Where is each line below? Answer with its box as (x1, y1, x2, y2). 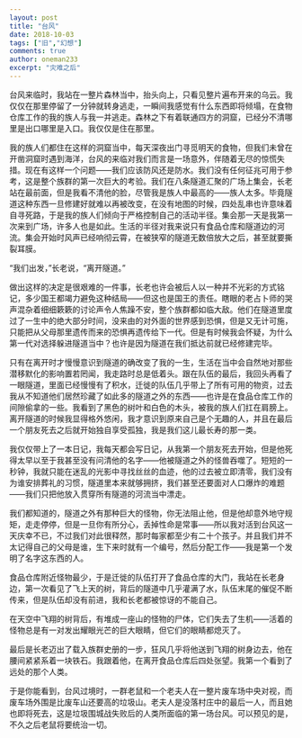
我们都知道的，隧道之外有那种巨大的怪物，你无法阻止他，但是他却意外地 (9, 508, 277, 518)
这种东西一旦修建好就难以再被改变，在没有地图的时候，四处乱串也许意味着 (16, 198, 293, 209)
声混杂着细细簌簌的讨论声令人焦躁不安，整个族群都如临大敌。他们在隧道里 (9, 303, 285, 315)
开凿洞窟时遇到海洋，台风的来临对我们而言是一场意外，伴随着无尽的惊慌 (9, 153, 277, 164)
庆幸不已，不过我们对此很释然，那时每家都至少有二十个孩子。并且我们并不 (16, 530, 293, 541)
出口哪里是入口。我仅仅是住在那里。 (24, 122, 159, 133)
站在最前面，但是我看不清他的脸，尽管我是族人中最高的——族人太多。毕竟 (9, 186, 285, 198)
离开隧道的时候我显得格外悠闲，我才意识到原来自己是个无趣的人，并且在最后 (9, 413, 293, 424)
